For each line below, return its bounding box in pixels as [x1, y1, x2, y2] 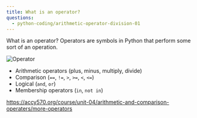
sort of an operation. [6, 43, 58, 51]
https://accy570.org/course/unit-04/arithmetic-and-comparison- [6, 98, 170, 106]
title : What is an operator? [6, 9, 81, 15]
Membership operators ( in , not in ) [15, 87, 104, 94]
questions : [6, 15, 34, 21]
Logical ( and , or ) [15, 80, 56, 87]
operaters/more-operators [6, 105, 73, 112]
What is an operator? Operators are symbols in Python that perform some [6, 37, 191, 45]
